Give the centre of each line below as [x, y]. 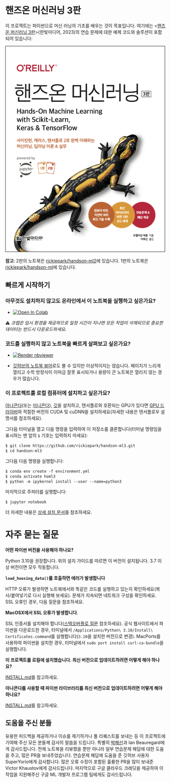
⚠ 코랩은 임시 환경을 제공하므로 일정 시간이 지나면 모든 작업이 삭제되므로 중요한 [84, 323]
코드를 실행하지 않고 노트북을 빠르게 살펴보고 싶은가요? [68, 343]
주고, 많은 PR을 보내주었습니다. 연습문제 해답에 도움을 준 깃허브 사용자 [80, 755]
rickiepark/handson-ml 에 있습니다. [41, 267]
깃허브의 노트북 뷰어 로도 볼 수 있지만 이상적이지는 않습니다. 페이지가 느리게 [87, 366]
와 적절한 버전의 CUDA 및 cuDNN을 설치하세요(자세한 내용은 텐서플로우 [89, 411]
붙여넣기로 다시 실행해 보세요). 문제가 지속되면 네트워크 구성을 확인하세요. [84, 595]
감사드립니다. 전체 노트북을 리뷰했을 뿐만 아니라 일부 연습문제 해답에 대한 [82, 749]
